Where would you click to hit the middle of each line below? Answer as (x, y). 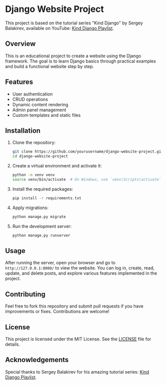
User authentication (32, 94)
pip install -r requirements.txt (47, 198)
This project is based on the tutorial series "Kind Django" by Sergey (74, 23)
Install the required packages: (43, 189)
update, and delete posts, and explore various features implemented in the (81, 273)
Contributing (25, 294)
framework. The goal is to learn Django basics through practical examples (81, 61)
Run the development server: (42, 226)
